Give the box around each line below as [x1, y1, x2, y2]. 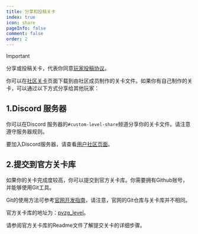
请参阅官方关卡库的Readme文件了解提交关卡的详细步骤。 [6, 222, 145, 229]
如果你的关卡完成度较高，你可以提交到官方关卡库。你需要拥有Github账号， [6, 176, 188, 184]
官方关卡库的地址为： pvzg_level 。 [6, 209, 89, 216]
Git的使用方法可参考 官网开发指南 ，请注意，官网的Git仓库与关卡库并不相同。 [6, 196, 191, 203]
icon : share [6, 20, 35, 25]
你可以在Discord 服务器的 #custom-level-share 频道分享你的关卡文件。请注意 [6, 120, 191, 127]
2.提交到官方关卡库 [6, 159, 76, 169]
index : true [6, 14, 35, 20]
